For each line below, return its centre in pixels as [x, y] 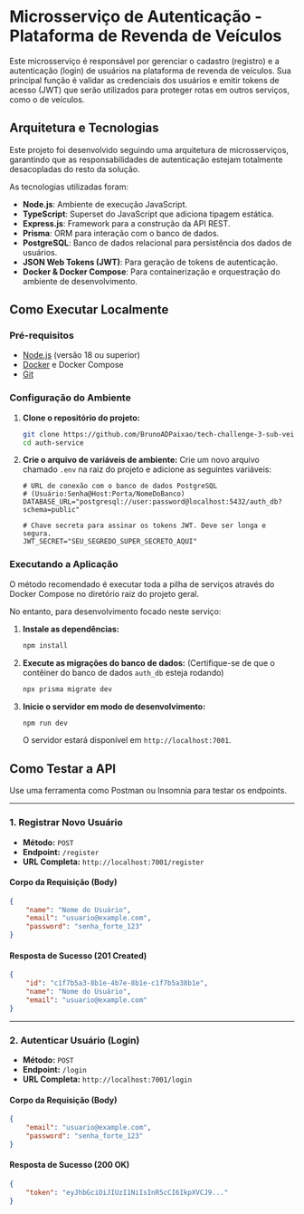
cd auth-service [53, 443]
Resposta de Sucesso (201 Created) [78, 955]
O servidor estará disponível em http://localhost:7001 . [127, 740]
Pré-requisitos [42, 335]
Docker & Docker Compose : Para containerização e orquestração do [151, 271]
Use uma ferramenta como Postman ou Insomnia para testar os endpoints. [148, 791]
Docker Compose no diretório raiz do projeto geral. [104, 593]
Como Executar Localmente [89, 310]
